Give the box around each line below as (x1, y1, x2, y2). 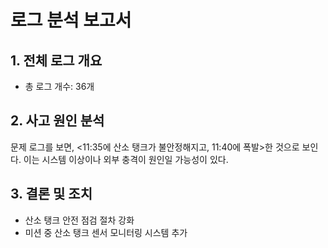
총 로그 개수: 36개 (24, 81, 95, 92)
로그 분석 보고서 (10, 9, 132, 32)
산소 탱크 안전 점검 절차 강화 (24, 214, 135, 226)
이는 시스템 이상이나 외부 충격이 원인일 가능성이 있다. (23, 153, 229, 165)
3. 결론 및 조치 (10, 186, 93, 203)
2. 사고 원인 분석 (10, 112, 105, 130)
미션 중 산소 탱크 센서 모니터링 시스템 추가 (24, 226, 188, 238)
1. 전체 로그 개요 (10, 52, 103, 69)
